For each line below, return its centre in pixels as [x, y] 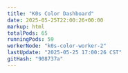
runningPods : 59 [30, 40]
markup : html [26, 26]
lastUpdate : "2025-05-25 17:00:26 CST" [65, 53]
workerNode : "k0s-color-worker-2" [57, 46]
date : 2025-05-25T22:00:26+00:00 [55, 20]
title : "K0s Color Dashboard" [51, 14]
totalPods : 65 [28, 33]
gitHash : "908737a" [35, 59]
